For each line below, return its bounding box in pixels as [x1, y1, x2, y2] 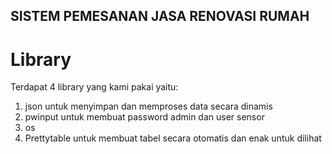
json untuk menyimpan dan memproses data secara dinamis [24, 100, 273, 113]
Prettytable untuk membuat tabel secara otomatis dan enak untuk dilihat [24, 132, 322, 144]
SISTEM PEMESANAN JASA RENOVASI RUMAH [10, 8, 310, 25]
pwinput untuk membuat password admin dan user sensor [24, 111, 265, 123]
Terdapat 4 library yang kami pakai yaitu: [10, 81, 179, 93]
